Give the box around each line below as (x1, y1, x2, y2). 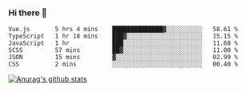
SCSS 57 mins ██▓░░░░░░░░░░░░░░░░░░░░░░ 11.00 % (8, 46, 239, 54)
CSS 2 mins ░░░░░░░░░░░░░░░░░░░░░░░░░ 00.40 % (8, 60, 239, 69)
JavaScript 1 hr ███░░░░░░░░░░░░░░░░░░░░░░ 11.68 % (8, 39, 239, 47)
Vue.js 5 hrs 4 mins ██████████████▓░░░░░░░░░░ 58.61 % (8, 26, 239, 34)
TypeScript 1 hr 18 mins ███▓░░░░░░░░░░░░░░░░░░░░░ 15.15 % (8, 32, 239, 41)
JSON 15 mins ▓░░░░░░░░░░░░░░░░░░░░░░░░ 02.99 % (8, 54, 239, 62)
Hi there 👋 (8, 7, 48, 18)
